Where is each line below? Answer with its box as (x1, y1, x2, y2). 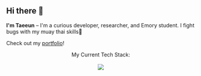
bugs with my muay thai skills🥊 (6, 28, 83, 35)
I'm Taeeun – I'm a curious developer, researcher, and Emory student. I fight (6, 21, 195, 28)
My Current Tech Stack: (71, 51, 131, 58)
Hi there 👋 (6, 6, 44, 16)
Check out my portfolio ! (6, 39, 65, 46)
